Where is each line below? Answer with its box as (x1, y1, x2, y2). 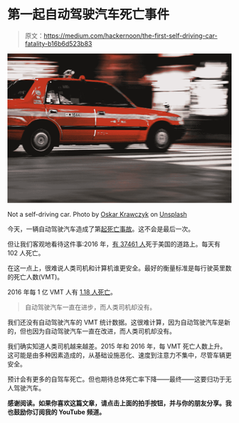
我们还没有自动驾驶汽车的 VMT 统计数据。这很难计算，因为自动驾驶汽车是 (7, 318, 225, 327)
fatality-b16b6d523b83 (24, 39, 92, 48)
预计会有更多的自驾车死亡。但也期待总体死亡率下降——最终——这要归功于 (7, 375, 225, 384)
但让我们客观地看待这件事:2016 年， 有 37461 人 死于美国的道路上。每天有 (7, 240, 221, 249)
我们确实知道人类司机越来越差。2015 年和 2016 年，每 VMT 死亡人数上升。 (7, 342, 227, 350)
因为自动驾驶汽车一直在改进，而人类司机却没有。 (31, 327, 176, 336)
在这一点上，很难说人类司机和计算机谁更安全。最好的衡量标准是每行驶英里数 (7, 264, 232, 272)
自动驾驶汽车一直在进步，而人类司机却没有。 (24, 303, 156, 311)
